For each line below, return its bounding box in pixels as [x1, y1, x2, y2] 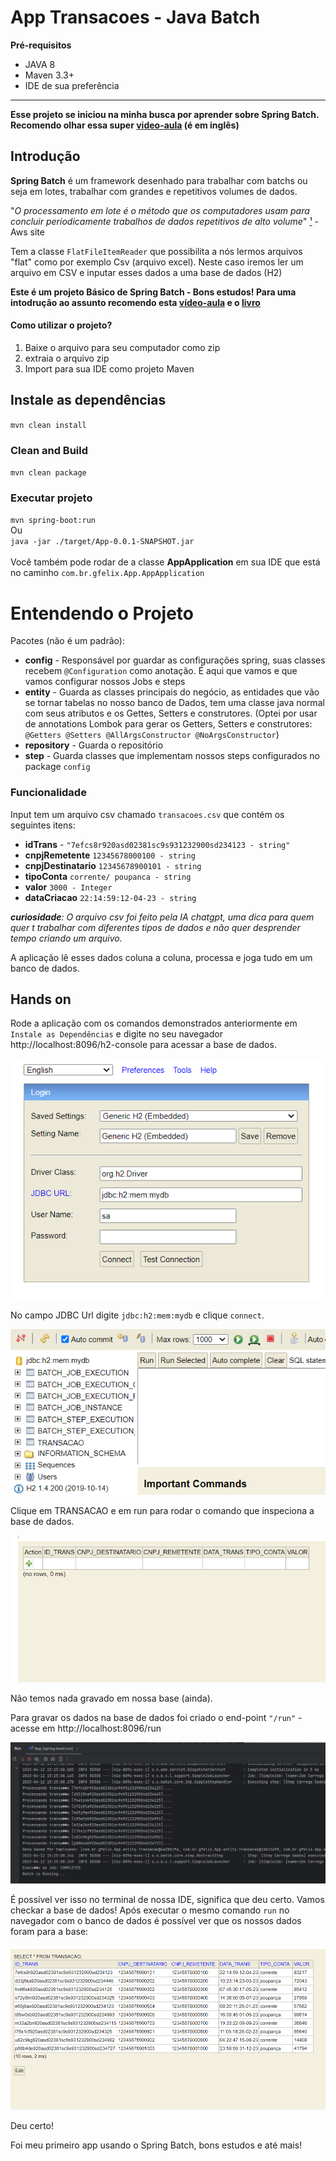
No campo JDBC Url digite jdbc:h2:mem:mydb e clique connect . [10, 1309, 265, 1321]
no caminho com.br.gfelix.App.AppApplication [10, 567, 205, 579]
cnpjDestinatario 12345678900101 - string [24, 859, 202, 871]
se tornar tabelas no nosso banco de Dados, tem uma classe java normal [24, 697, 325, 709]
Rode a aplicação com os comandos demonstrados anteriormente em [10, 1017, 298, 1030]
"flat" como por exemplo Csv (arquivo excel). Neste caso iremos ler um [10, 256, 304, 268]
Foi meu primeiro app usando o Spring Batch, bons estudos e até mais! [10, 2139, 303, 2151]
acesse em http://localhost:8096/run [10, 1722, 162, 1734]
